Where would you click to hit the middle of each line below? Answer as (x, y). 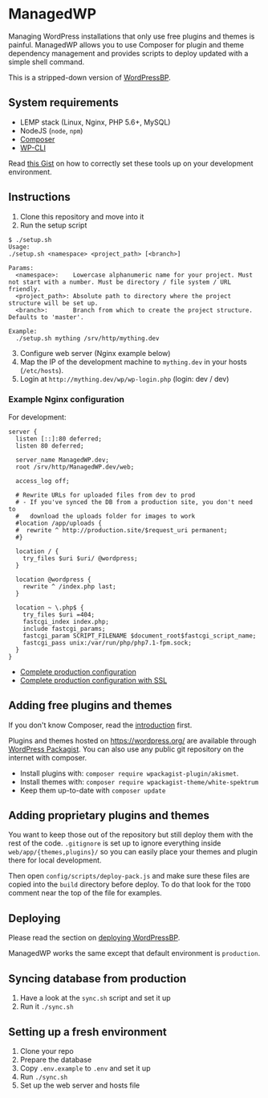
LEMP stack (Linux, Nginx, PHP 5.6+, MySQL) (95, 122)
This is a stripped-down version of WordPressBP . (89, 77)
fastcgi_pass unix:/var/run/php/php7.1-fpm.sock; (108, 643)
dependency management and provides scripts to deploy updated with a (128, 53)
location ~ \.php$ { (50, 608)
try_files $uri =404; (59, 615)
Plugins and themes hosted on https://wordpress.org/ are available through (132, 740)
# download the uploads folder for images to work (106, 516)
